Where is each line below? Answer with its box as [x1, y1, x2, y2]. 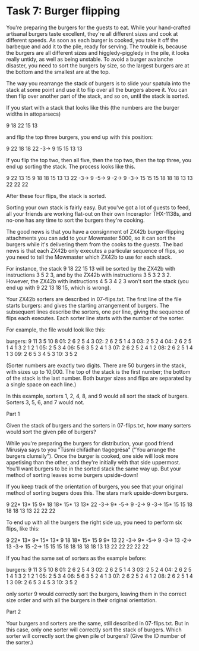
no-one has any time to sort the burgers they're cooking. [6, 216, 145, 224]
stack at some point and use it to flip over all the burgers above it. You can [6, 86, 188, 93]
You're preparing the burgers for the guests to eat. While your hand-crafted [6, 24, 191, 31]
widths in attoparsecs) [6, 110, 61, 117]
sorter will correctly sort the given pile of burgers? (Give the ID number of [6, 632, 186, 639]
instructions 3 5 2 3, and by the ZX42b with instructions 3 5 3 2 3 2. [6, 271, 172, 278]
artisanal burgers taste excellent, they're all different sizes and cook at [6, 30, 178, 37]
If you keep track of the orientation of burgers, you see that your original [6, 483, 183, 490]
